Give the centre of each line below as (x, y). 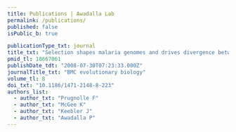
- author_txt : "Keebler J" (53, 112)
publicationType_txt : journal (52, 46)
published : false (33, 27)
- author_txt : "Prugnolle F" (56, 98)
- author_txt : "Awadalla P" (55, 118)
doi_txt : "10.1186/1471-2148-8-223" (61, 85)
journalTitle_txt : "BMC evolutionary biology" (77, 72)
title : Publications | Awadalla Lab (61, 14)
